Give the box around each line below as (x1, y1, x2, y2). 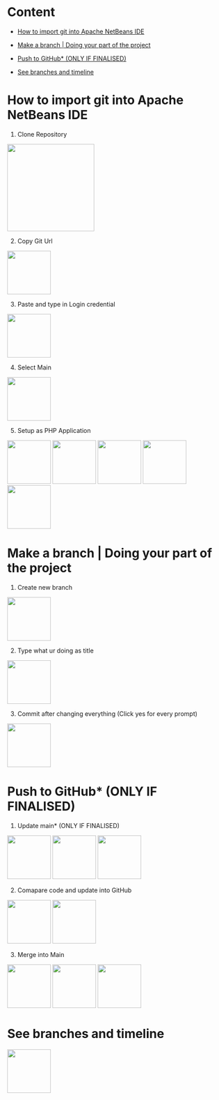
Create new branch (17, 583, 73, 591)
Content (7, 4, 56, 20)
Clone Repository (17, 130, 67, 138)
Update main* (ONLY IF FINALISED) (17, 821, 120, 830)
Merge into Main (17, 950, 65, 958)
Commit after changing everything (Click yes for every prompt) (17, 709, 198, 718)
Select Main (17, 363, 52, 372)
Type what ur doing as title (17, 646, 94, 655)
